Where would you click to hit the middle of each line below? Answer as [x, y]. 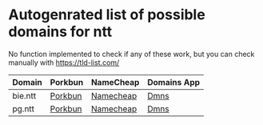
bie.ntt [24, 95]
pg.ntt [23, 108]
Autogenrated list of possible [107, 15]
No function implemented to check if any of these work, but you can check [131, 54]
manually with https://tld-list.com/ [64, 62]
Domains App [174, 82]
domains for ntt [60, 32]
